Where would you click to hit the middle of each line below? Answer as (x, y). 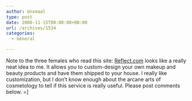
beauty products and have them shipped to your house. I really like (87, 73)
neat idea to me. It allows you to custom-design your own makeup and (91, 67)
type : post (19, 17)
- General (23, 39)
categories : (20, 33)
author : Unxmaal (26, 11)
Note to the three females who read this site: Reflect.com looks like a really (96, 60)
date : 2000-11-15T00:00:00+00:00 (47, 22)
